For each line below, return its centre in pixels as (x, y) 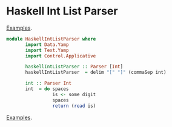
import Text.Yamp (47, 50)
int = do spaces (47, 89)
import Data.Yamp (47, 44)
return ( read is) (74, 106)
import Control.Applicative (61, 56)
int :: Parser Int (48, 83)
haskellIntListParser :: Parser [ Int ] (74, 67)
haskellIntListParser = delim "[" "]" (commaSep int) (96, 73)
